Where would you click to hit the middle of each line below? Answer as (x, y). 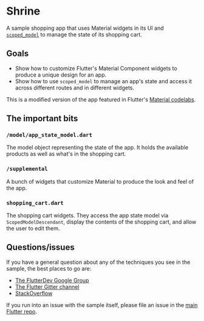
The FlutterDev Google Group (52, 280)
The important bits (42, 119)
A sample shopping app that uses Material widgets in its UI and (85, 28)
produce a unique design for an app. (61, 75)
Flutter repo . (22, 311)
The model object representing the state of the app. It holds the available (97, 148)
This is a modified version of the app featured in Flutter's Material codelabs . (101, 99)
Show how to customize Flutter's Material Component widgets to (96, 68)
